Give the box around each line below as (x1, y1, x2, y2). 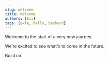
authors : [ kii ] (5, 16, 36, 21)
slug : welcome (5, 7, 34, 12)
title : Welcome (5, 12, 36, 16)
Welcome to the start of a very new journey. (5, 34, 93, 40)
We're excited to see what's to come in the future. (5, 43, 105, 49)
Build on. (5, 53, 23, 59)
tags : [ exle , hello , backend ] (5, 20, 66, 26)
